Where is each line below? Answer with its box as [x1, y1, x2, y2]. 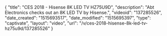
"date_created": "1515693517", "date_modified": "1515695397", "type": [5, 15, 151, 20]
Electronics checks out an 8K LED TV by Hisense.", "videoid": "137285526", [5, 9, 162, 15]
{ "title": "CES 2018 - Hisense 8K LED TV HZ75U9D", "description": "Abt [5, 4, 155, 10]
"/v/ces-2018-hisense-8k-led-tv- [79, 20, 148, 26]
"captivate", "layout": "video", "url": [5, 20, 78, 26]
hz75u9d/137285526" [5, 25, 50, 31]
